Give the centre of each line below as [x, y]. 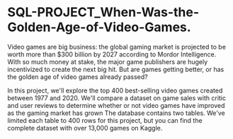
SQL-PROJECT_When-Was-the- [103, 12]
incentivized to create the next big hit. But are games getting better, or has [116, 69]
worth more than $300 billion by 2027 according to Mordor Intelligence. [112, 54]
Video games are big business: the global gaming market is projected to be [117, 47]
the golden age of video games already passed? [78, 77]
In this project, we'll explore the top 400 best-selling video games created [115, 90]
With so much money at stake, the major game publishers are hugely [108, 61]
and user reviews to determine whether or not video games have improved [116, 105]
